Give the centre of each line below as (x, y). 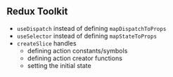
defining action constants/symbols (77, 50)
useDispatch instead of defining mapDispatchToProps (91, 28)
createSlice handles (46, 43)
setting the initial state (59, 65)
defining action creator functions (75, 58)
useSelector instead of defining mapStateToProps (87, 36)
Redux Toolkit (37, 12)
